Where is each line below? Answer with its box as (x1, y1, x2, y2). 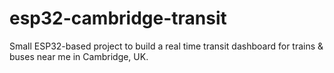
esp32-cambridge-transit (9, 7, 227, 30)
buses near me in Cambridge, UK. (9, 50, 149, 62)
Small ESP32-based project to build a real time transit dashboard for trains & (9, 40, 324, 52)
